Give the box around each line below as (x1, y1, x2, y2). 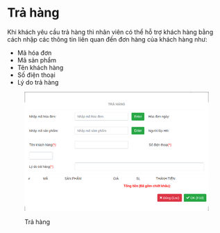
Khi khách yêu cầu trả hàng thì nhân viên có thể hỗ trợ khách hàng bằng (7, 28, 214, 36)
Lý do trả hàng (17, 78, 59, 86)
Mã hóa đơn (17, 49, 52, 57)
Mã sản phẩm (17, 55, 57, 64)
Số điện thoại (17, 71, 56, 79)
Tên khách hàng (17, 63, 64, 71)
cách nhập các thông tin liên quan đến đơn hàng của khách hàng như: (7, 35, 208, 43)
